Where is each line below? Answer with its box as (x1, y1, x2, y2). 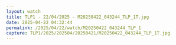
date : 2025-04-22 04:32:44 (6, 19, 73, 25)
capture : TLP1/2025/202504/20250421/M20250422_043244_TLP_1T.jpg (6, 30, 170, 36)
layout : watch (6, 8, 41, 15)
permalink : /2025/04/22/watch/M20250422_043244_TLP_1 (6, 25, 142, 31)
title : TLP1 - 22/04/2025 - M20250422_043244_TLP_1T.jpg (6, 14, 149, 20)
